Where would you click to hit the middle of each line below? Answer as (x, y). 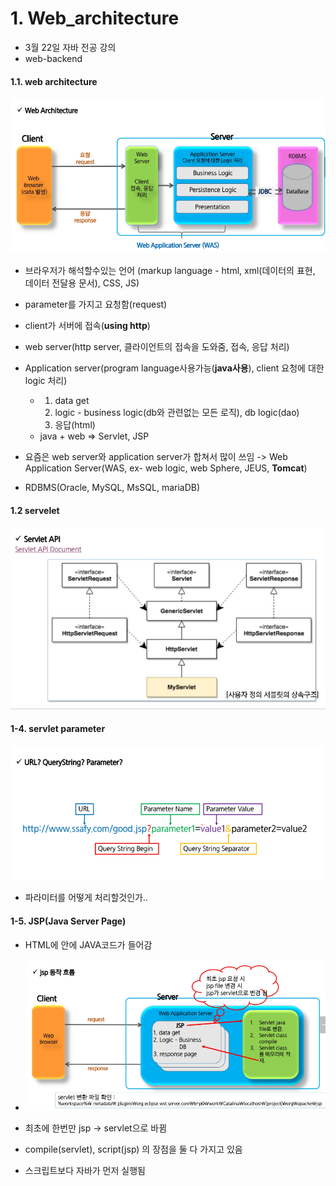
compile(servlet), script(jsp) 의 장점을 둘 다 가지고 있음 (133, 1149)
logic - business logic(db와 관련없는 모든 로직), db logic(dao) (177, 413)
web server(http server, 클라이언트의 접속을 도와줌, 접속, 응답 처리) (157, 347)
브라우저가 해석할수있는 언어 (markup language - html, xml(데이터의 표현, (170, 271)
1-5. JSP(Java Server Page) (68, 921)
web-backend (53, 58)
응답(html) (75, 425)
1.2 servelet (35, 510)
